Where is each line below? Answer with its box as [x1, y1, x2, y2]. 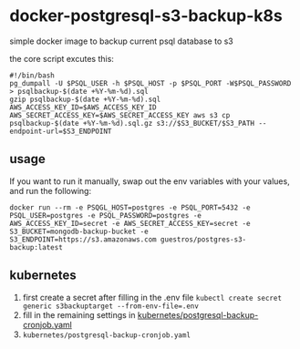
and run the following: [9, 185, 92, 196]
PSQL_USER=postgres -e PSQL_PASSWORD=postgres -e [9, 210, 202, 220]
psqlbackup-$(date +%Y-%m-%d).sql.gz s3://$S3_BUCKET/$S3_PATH [9, 118, 255, 128]
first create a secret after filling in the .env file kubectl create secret [22, 292, 283, 303]
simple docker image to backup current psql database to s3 [9, 36, 234, 46]
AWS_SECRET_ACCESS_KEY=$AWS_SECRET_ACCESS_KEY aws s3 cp [9, 110, 231, 119]
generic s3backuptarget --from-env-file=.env [22, 302, 199, 311]
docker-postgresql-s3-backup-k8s [9, 5, 283, 26]
